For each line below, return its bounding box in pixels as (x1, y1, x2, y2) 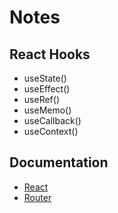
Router (23, 191, 52, 203)
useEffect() (23, 83, 71, 95)
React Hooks (9, 46, 91, 63)
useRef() (23, 94, 60, 105)
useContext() (23, 126, 79, 137)
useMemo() (23, 104, 72, 116)
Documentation (9, 154, 109, 171)
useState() (23, 72, 67, 84)
